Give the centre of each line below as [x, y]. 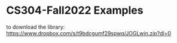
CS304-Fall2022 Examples [75, 10]
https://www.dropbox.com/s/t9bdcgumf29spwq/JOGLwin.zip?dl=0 [89, 33]
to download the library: [36, 27]
